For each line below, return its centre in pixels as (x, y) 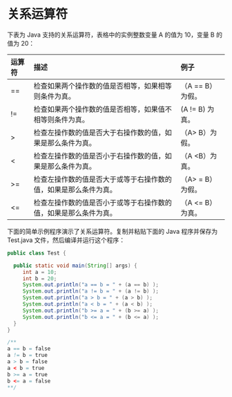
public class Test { (37, 253)
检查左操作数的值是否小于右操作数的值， (99, 156)
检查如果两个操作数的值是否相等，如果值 (99, 109)
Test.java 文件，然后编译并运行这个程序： (66, 240)
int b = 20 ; (40, 278)
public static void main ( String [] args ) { (75, 266)
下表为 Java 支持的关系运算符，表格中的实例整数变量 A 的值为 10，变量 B (111, 35)
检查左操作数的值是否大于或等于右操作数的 (103, 179)
